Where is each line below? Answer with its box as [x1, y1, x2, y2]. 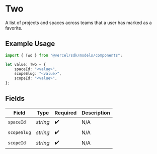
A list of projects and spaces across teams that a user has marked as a [5, 20, 152, 26]
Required [54, 109, 77, 116]
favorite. [5, 25, 23, 31]
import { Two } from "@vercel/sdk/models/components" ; [5, 53, 123, 58]
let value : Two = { [5, 62, 46, 67]
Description [81, 109, 111, 116]
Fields [5, 94, 25, 103]
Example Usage [5, 40, 55, 48]
